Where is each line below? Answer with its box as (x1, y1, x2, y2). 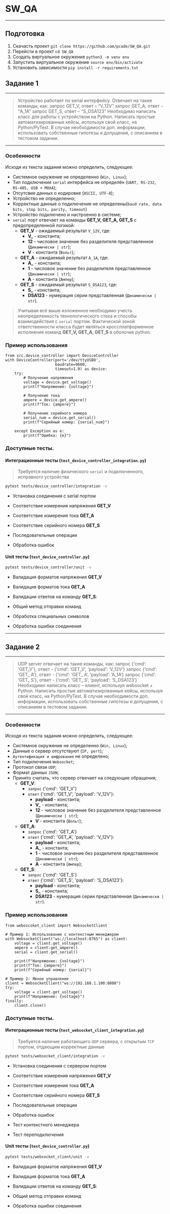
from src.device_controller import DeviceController (5, 353, 119, 358)
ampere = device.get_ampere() (23, 397, 87, 403)
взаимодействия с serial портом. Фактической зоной (17, 318, 135, 324)
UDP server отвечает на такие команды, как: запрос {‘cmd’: (17, 661, 146, 667)
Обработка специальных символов (12, 613, 90, 619)
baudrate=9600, (55, 362, 87, 367)
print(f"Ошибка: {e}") (23, 433, 71, 438)
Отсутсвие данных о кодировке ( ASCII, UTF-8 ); (12, 190, 114, 196)
